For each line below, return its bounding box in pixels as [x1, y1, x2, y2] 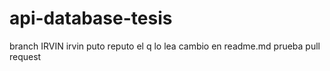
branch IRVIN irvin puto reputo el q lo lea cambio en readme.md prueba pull [9, 40, 321, 52]
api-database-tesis [9, 7, 173, 30]
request [9, 50, 42, 62]
